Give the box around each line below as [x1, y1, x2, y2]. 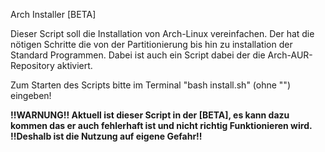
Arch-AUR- [267, 49, 313, 61]
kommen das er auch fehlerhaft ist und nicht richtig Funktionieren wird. [10, 120, 313, 131]
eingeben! [10, 90, 52, 101]
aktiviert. [56, 60, 93, 71]
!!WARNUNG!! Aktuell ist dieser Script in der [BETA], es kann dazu [10, 109, 290, 121]
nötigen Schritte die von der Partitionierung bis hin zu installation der [10, 39, 293, 50]
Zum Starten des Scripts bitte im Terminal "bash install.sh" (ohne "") [10, 79, 291, 91]
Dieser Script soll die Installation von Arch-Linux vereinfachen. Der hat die [10, 28, 315, 39]
